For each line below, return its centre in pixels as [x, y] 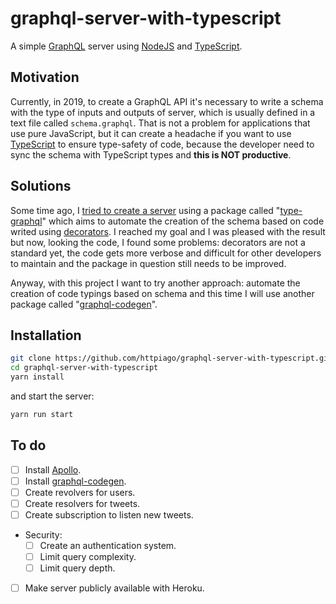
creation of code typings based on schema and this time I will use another [162, 293]
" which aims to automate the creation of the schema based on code [183, 221]
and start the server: [52, 396]
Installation [46, 335]
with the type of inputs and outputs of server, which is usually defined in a [163, 112]
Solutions [41, 186]
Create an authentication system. [108, 545]
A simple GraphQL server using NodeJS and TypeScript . [126, 46]
